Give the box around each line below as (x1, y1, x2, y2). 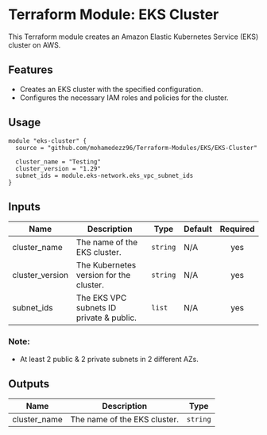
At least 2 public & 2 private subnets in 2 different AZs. (19, 354, 199, 364)
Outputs (8, 377, 50, 391)
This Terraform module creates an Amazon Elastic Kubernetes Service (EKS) (8, 32, 259, 41)
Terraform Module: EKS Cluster (8, 6, 219, 24)
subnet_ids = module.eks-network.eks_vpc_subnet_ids (15, 171, 194, 179)
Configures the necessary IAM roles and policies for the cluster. (19, 93, 229, 102)
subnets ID (75, 302, 117, 314)
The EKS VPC (75, 292, 127, 303)
